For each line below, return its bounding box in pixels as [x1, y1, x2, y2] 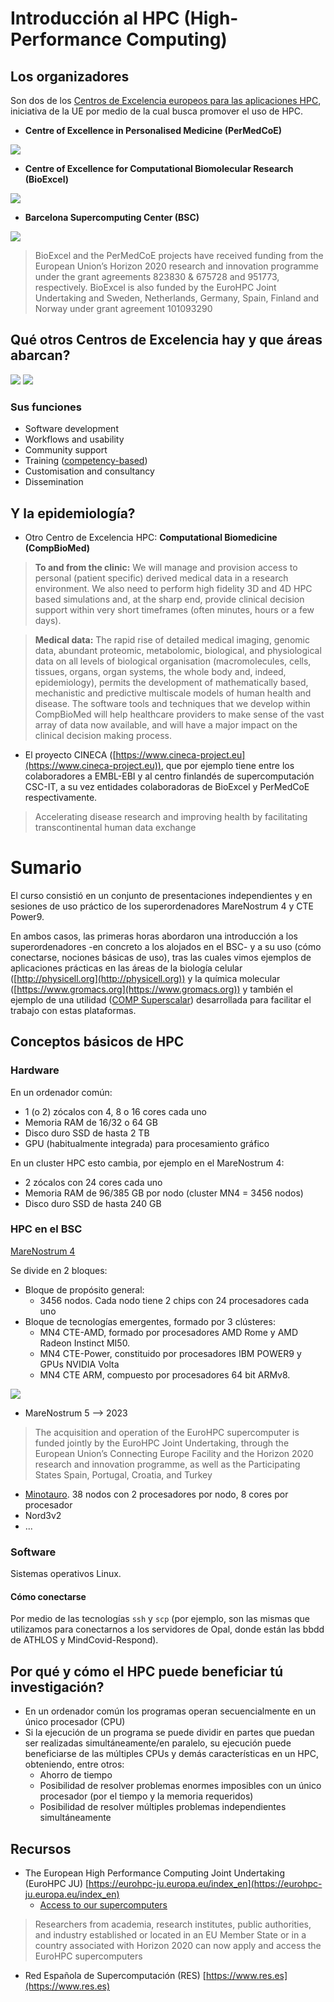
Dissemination [24, 476, 84, 488]
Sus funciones [10, 400, 82, 414]
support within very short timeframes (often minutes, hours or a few [34, 603, 315, 616]
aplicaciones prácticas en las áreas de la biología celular [10, 962, 243, 974]
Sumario [10, 857, 82, 879]
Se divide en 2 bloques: [10, 1264, 108, 1276]
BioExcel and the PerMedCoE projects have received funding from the [34, 250, 324, 261]
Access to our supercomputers [39, 1898, 168, 1911]
